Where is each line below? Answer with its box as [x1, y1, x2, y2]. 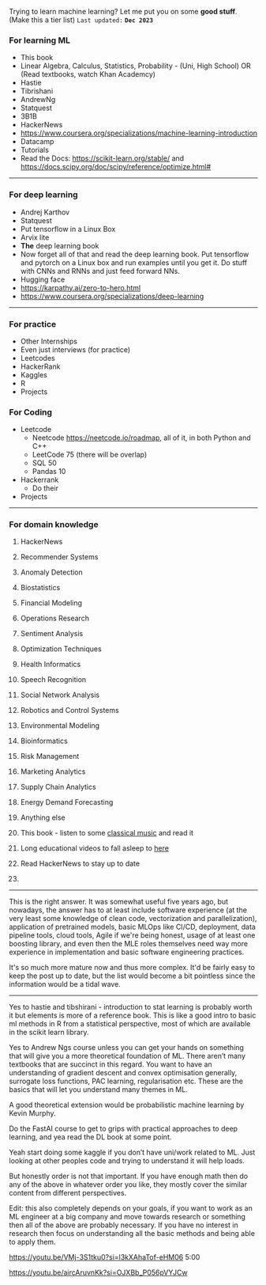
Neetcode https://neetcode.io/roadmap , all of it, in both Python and [32, 433, 251, 442]
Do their [32, 483, 58, 493]
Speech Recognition [20, 675, 87, 684]
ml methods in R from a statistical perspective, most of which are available [9, 1019, 251, 1029]
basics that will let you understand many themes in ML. [9, 1085, 188, 1094]
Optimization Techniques [20, 644, 102, 654]
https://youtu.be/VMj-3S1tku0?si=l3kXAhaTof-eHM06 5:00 [9, 1253, 200, 1262]
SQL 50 [32, 458, 58, 468]
